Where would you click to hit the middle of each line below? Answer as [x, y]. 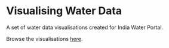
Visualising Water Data [64, 11]
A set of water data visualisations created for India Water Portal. [84, 27]
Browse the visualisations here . [44, 39]
